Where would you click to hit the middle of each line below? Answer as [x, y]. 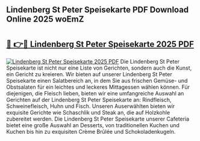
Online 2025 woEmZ [45, 19]
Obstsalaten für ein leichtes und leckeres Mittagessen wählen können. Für [98, 87]
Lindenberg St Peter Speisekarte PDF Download [98, 10]
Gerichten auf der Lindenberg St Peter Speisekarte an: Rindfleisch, [89, 100]
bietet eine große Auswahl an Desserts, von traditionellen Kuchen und [93, 125]
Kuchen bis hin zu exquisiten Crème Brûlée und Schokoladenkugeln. [91, 132]
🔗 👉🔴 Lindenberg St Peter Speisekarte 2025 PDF [100, 44]
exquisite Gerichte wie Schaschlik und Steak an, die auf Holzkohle [88, 112]
